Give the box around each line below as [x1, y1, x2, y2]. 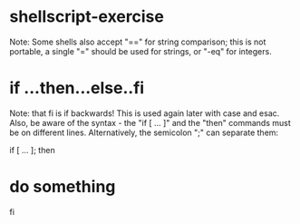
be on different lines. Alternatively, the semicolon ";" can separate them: [9, 127, 279, 138]
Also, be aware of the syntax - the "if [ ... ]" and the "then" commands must [9, 117, 292, 128]
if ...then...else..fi [9, 78, 145, 99]
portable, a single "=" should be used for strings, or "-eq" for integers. [9, 45, 272, 56]
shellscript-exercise [9, 6, 165, 27]
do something [9, 177, 116, 197]
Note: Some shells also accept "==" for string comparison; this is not [9, 36, 266, 47]
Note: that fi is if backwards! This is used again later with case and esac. [9, 107, 280, 119]
